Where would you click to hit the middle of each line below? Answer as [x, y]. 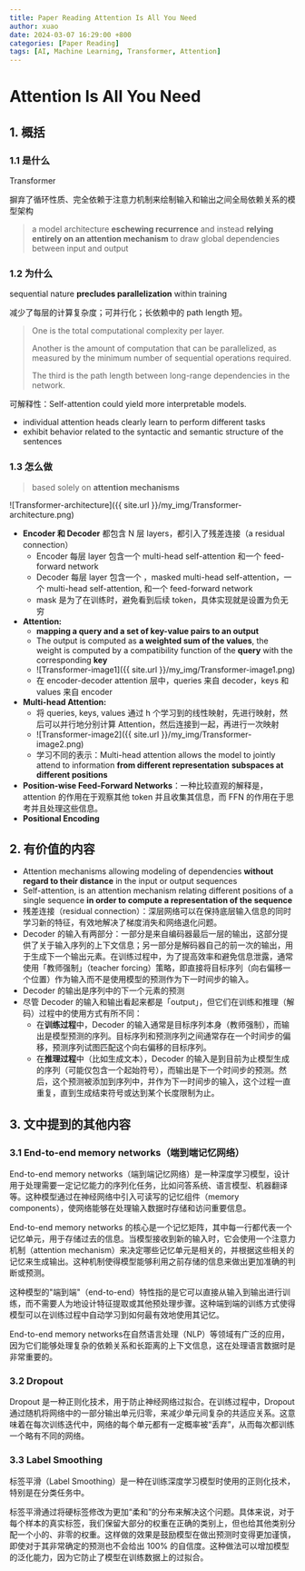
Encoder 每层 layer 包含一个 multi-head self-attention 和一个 [149, 556]
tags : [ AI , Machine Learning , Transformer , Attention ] [115, 52]
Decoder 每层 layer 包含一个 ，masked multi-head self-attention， [160, 577]
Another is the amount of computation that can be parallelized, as [154, 348]
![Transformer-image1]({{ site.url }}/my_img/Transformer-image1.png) [166, 670]
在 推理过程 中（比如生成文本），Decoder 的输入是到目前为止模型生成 [163, 1059]
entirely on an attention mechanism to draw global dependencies [155, 239]
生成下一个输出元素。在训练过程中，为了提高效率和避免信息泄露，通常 [162, 957]
